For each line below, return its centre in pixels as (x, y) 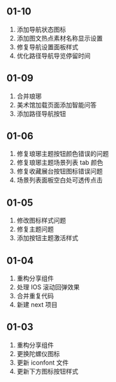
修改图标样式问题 (41, 220)
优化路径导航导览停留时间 (53, 55)
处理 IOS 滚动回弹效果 (48, 287)
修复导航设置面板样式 (47, 47)
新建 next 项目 (37, 305)
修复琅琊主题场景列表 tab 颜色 (60, 163)
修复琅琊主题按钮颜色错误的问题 (63, 154)
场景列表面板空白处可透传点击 (59, 180)
